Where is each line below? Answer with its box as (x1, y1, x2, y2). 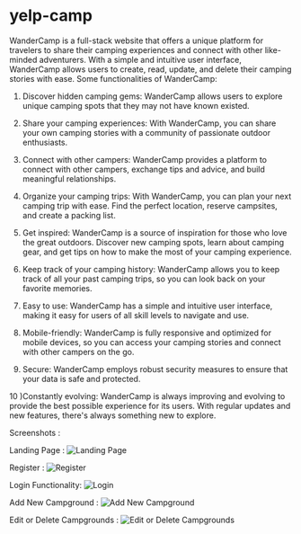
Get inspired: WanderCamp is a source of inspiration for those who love (22, 227, 288, 238)
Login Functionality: (9, 479, 83, 490)
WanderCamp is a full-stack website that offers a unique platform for (9, 35, 263, 46)
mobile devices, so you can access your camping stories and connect (22, 336, 281, 347)
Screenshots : (9, 427, 61, 438)
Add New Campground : (9, 496, 99, 508)
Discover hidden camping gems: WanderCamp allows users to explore (22, 91, 283, 102)
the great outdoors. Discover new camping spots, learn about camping (22, 236, 285, 247)
